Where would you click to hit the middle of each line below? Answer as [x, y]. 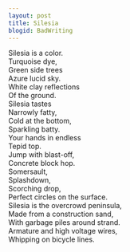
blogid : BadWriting [41, 30]
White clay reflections [44, 87]
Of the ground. [32, 96]
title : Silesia [33, 23]
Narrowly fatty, [33, 112]
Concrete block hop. [42, 163]
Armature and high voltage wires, [63, 231]
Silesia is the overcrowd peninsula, [65, 206]
